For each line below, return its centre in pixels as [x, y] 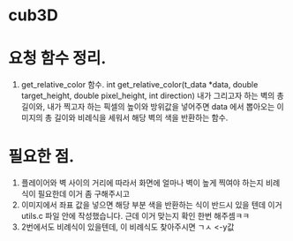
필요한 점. [41, 157]
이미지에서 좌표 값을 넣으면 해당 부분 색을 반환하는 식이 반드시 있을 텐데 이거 [152, 205]
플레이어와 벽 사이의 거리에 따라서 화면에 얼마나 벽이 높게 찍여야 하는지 [142, 183]
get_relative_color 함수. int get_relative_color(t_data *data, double [139, 85]
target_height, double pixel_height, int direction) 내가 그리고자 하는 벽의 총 [152, 96]
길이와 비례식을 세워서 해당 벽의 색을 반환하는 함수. [141, 118]
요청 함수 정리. [57, 59]
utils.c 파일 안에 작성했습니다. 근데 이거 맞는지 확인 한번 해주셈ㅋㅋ [135, 216]
